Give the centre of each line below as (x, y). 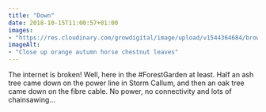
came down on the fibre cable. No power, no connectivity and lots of (120, 91)
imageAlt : (25, 45)
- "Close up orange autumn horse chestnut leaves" (93, 52)
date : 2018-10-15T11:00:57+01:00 (63, 23)
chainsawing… (32, 100)
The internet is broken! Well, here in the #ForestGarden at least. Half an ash (131, 75)
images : (21, 30)
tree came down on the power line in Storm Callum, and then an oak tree (127, 83)
